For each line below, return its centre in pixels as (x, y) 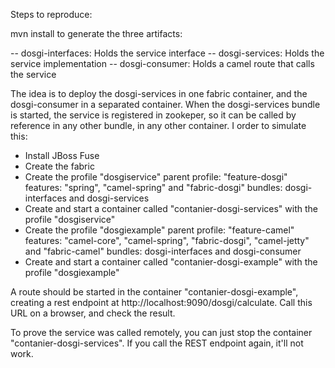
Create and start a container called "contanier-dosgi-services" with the (171, 208)
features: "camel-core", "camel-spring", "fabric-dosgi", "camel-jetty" (167, 240)
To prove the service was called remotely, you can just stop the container (161, 332)
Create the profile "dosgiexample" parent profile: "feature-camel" (159, 230)
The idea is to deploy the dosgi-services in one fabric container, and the (159, 93)
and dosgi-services (109, 198)
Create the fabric (59, 166)
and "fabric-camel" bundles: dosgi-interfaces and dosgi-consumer (163, 251)
